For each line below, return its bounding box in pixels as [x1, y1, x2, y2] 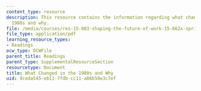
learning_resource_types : [6, 37, 71, 43]
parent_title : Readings [6, 53, 66, 59]
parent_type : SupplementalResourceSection [6, 59, 114, 65]
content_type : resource [6, 8, 66, 15]
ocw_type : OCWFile [6, 48, 52, 54]
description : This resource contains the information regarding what [6, 14, 184, 20]
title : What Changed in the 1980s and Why [6, 70, 114, 76]
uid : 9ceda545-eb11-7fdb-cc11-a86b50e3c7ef [6, 75, 117, 81]
